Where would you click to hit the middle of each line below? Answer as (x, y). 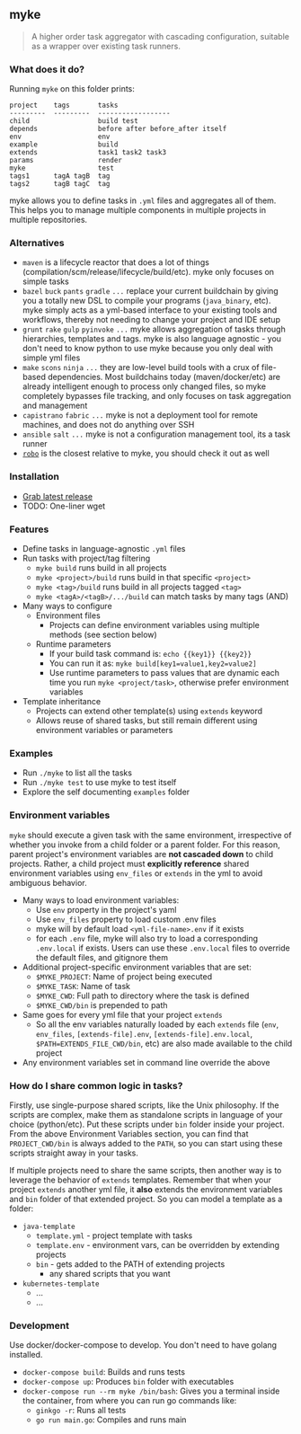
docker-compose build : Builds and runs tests (104, 1372)
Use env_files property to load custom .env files (126, 919)
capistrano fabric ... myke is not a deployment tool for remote (140, 415)
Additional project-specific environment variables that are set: (137, 967)
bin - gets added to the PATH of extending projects (130, 1264)
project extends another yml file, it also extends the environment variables (146, 1189)
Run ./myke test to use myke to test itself (99, 783)
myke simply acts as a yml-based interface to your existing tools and (149, 310)
